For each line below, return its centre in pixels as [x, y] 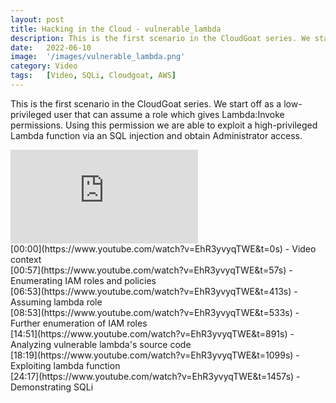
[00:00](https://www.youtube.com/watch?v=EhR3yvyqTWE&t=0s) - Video [163, 248]
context [26, 259]
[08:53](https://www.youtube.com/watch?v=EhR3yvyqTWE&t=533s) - [155, 312]
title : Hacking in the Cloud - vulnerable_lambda [116, 29]
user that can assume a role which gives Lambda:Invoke [169, 114]
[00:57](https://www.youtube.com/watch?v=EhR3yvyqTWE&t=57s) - [151, 270]
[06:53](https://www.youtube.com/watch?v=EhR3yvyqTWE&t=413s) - [154, 291]
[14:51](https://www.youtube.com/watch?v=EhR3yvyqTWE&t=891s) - [152, 333]
